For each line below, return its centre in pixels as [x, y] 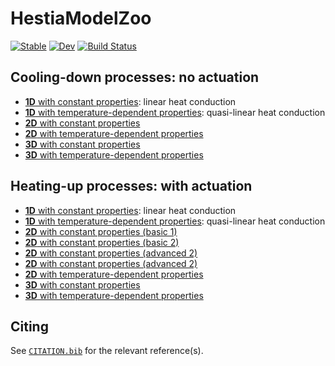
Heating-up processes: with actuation [131, 186]
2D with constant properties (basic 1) [101, 231]
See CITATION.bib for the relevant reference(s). [107, 351]
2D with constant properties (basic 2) [102, 242]
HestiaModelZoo [81, 18]
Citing [29, 326]
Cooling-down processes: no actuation [135, 77]
